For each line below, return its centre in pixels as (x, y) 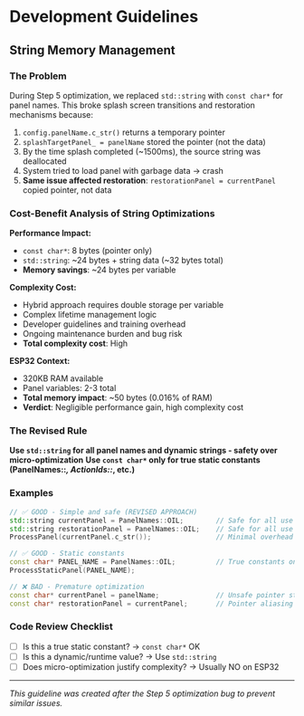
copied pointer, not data (67, 190)
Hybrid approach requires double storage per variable (123, 305)
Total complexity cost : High (75, 344)
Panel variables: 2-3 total (69, 388)
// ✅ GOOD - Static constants (67, 554)
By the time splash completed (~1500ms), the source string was (141, 151)
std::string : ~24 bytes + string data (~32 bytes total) (123, 261)
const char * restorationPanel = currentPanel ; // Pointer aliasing (152, 604)
